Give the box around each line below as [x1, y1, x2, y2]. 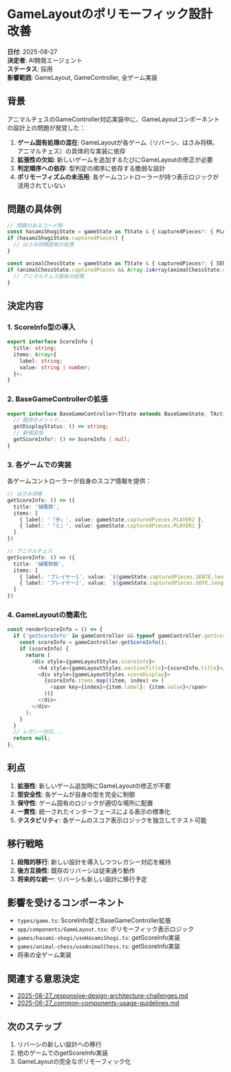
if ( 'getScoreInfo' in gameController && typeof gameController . [13, 632, 205, 640]
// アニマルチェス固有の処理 [13, 272, 85, 279]
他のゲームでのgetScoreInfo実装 [16, 1049, 109, 1057]
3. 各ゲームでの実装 [7, 460, 72, 469]
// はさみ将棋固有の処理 [13, 242, 74, 248]
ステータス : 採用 [7, 65, 53, 73]
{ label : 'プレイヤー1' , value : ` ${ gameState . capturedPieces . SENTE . [19, 573, 214, 580]
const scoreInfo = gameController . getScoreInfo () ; [19, 639, 168, 646]
